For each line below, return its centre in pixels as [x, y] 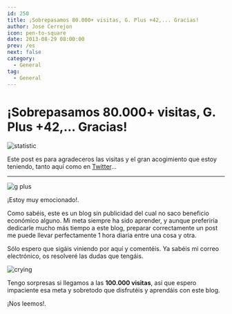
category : [21, 59]
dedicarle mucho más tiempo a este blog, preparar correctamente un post [113, 228]
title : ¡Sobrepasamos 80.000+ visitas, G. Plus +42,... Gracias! [103, 20]
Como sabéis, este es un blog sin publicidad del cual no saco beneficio [108, 213]
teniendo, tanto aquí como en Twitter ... [62, 167]
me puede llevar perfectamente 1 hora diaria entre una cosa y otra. [102, 235]
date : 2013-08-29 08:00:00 [46, 39]
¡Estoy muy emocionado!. [43, 200]
